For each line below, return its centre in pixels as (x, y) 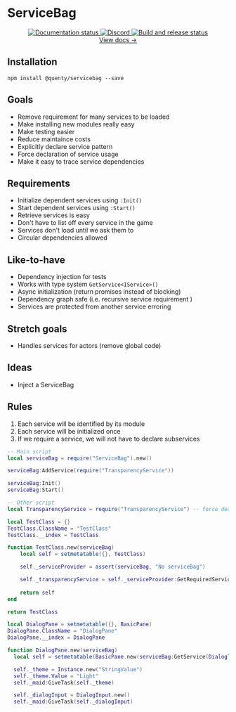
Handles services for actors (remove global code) (89, 345)
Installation (32, 62)
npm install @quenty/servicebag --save (66, 78)
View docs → (118, 39)
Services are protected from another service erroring (94, 306)
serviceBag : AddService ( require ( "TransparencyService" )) (91, 471)
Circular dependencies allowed (62, 238)
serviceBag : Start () (36, 490)
